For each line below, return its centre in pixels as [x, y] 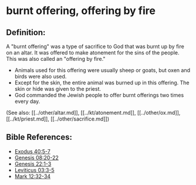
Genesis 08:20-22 [36, 157]
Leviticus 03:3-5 [34, 170]
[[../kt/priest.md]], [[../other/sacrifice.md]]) [58, 119]
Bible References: [39, 137]
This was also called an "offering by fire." [56, 59]
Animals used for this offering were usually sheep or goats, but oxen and [102, 70]
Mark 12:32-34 [33, 176]
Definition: [26, 32]
